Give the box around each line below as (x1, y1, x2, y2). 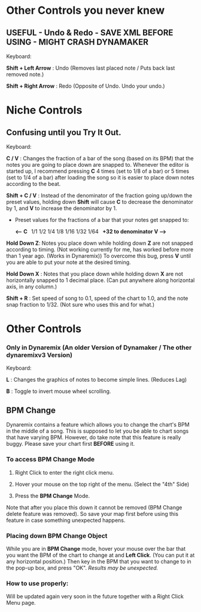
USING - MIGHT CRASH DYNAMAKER (6, 37, 148, 47)
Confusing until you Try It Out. (6, 127, 121, 137)
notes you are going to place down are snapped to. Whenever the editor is (6, 161, 190, 168)
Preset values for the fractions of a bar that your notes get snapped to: (14, 217, 190, 223)
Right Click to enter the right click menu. (14, 469, 114, 476)
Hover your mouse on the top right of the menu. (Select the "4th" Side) (14, 481, 190, 488)
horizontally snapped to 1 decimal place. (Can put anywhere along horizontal (6, 277, 195, 284)
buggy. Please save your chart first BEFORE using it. (6, 440, 135, 448)
